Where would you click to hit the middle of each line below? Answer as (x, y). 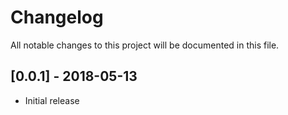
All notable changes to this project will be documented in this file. (145, 45)
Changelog (57, 17)
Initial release (52, 100)
